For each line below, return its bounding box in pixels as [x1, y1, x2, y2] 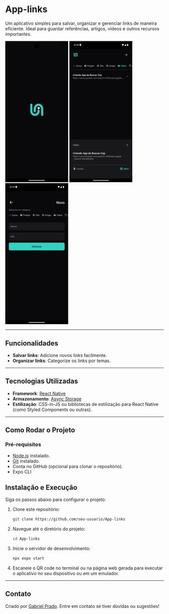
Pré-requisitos [5, 441, 41, 448]
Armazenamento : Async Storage [12, 395, 82, 402]
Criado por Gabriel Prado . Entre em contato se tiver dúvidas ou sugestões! [5, 603, 160, 609]
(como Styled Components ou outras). [12, 406, 92, 413]
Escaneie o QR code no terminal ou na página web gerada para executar [12, 565, 163, 571]
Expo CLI [12, 469, 32, 475]
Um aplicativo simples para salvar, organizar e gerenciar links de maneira [5, 20, 157, 26]
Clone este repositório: [12, 506, 60, 513]
